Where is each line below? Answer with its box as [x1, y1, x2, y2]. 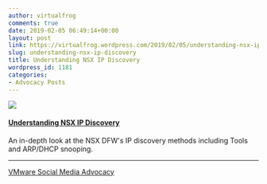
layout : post [8, 33, 52, 42]
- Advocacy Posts [8, 78, 66, 86]
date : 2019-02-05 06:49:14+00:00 [8, 26, 119, 34]
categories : [8, 71, 48, 79]
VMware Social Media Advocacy [8, 166, 115, 176]
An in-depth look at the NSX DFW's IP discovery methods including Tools [8, 135, 249, 145]
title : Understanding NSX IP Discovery [8, 57, 141, 65]
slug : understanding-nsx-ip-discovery [8, 49, 137, 57]
